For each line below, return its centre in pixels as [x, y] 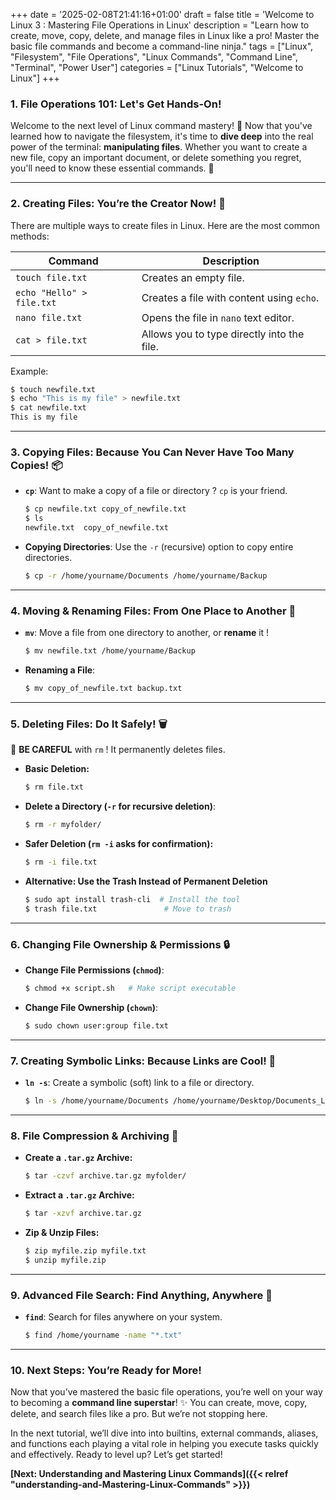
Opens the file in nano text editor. [218, 317]
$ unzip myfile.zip [65, 1260]
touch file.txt [51, 277]
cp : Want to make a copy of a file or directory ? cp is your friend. [156, 491]
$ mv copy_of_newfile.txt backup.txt [103, 689]
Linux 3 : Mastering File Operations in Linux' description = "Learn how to [160, 25]
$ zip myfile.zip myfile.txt [85, 1250]
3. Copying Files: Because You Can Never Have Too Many [152, 452]
